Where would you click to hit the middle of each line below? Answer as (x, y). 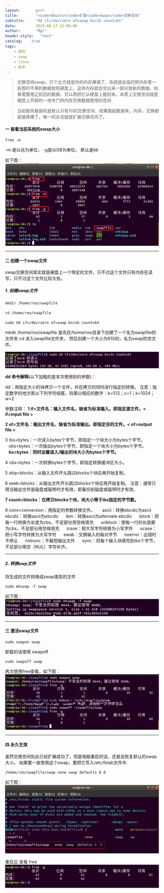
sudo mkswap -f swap (26, 587)
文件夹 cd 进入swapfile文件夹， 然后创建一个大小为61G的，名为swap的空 (78, 339)
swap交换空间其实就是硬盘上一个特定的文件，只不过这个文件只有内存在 (77, 272)
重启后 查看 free (21, 862)
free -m (13, 140)
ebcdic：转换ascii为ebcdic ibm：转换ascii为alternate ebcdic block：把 (82, 516)
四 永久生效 (16, 744)
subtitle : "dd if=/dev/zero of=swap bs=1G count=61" (64, 21)
